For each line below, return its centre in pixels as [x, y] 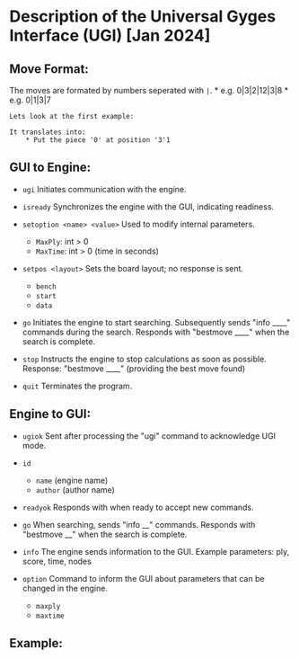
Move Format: [49, 69]
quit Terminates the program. [77, 386]
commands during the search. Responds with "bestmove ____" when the [156, 332]
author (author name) [75, 490]
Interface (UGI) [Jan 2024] [110, 36]
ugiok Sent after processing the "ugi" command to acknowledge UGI [149, 436]
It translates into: [48, 132]
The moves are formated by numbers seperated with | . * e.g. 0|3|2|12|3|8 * [149, 90]
